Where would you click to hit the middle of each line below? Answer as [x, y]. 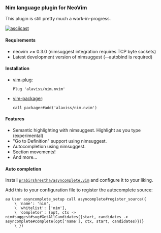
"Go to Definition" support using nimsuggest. [60, 141]
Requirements [21, 40]
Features [15, 119]
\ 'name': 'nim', [33, 204]
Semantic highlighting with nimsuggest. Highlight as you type [77, 130]
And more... [25, 157]
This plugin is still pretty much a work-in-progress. [58, 19]
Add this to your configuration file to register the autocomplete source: [79, 190]
